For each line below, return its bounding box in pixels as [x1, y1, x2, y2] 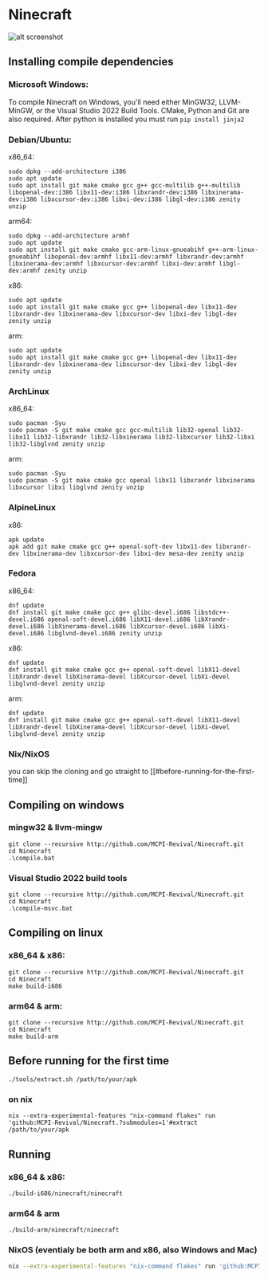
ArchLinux [8, 385, 49, 396]
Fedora [8, 568, 37, 579]
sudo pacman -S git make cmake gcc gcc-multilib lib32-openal [8, 427, 219, 435]
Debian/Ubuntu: [8, 134, 72, 145]
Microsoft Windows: [8, 79, 89, 90]
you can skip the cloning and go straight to [8, 767, 149, 777]
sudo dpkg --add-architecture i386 [8, 167, 127, 175]
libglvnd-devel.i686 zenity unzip [47, 629, 162, 637]
